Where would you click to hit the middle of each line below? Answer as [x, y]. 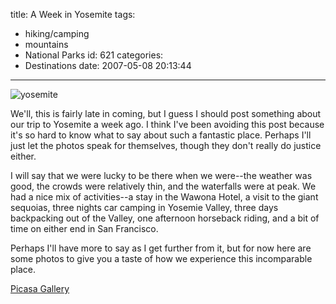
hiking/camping [57, 33]
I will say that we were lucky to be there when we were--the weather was [161, 175]
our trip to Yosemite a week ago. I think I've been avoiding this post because [167, 124]
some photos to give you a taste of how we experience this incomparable [161, 258]
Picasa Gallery [40, 288]
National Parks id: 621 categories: [94, 55]
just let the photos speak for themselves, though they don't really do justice [166, 145]
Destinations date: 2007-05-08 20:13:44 [108, 65]
